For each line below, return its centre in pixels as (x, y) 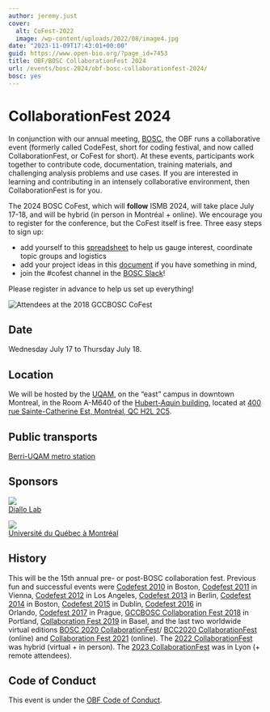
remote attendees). (40, 655)
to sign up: (26, 231)
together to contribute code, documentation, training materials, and (120, 164)
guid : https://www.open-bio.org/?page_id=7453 (88, 53)
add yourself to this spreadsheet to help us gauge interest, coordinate (136, 247)
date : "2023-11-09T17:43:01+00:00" (68, 46)
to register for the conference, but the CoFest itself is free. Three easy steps (135, 222)
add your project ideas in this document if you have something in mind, (138, 265)
